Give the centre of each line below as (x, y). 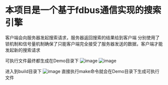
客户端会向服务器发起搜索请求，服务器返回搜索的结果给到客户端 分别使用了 (82, 37)
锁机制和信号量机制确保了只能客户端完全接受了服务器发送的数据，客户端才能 (84, 43)
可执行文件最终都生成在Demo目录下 (42, 60)
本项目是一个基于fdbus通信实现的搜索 (83, 10)
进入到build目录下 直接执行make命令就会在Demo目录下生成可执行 (82, 71)
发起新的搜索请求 (23, 50)
